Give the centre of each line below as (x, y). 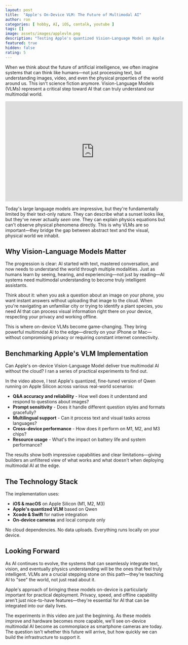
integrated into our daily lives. (36, 605)
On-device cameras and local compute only (59, 520)
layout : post (19, 10)
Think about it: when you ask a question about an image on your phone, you (85, 295)
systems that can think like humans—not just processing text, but (73, 72)
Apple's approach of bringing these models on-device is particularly (77, 589)
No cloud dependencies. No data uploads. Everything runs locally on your (82, 530)
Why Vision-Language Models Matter (66, 252)
